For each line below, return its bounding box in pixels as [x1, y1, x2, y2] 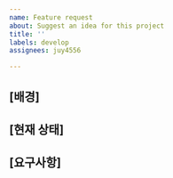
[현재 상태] [9, 122, 65, 137]
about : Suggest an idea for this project [9, 21, 165, 30]
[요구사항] [9, 155, 62, 170]
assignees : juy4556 [9, 46, 82, 55]
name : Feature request [9, 12, 93, 22]
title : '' [9, 29, 46, 38]
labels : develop [9, 37, 69, 47]
